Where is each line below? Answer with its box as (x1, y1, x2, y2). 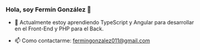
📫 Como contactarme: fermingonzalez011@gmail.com (14, 37, 150, 44)
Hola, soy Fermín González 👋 (5, 5, 91, 14)
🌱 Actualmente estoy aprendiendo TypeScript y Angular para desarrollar (14, 19, 195, 26)
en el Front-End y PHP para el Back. (14, 25, 104, 32)
